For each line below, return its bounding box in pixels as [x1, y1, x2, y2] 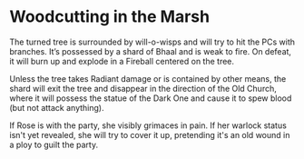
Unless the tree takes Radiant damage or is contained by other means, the [9, 73, 287, 84]
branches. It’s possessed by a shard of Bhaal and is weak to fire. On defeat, [9, 45, 292, 56]
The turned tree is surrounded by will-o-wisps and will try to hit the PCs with [9, 36, 296, 47]
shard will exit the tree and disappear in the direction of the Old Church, [9, 83, 277, 94]
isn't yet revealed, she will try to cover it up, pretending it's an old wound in [9, 129, 290, 140]
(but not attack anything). [9, 102, 104, 113]
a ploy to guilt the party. [9, 139, 98, 150]
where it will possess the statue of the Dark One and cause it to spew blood [9, 93, 292, 104]
